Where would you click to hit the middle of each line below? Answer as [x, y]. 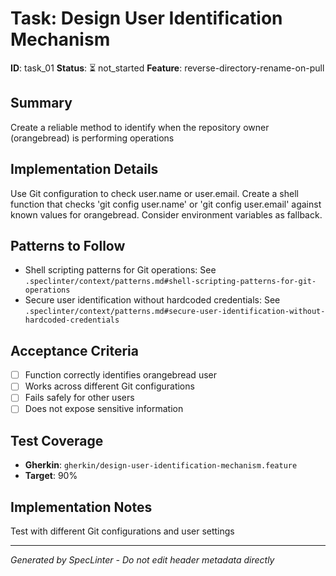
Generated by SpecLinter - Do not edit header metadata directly [142, 560]
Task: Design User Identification [146, 18]
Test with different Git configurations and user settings [122, 531]
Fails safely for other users [79, 398]
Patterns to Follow [68, 245]
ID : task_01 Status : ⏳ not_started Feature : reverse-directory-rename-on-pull [167, 68]
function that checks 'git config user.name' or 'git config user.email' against [166, 204]
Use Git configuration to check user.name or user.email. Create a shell [154, 193]
